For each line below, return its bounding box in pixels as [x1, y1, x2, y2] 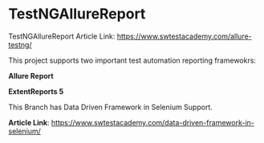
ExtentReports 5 [8, 86, 64, 96]
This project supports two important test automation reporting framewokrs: [8, 55, 257, 65]
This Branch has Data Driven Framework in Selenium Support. [8, 102, 213, 112]
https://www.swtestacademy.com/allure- [116, 31, 253, 41]
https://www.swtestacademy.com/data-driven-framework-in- [51, 117, 254, 127]
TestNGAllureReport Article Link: [8, 31, 116, 41]
